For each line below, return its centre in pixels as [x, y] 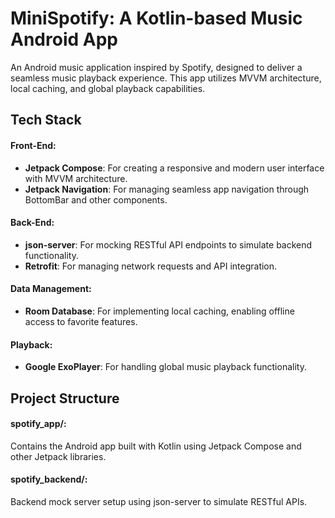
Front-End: [33, 145]
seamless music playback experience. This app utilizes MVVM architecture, [166, 78]
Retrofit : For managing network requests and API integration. [151, 266]
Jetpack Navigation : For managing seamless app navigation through [167, 189]
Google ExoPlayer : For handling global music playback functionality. [165, 367]
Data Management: [51, 289]
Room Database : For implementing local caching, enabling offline [159, 311]
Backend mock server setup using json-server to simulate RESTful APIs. [159, 501]
